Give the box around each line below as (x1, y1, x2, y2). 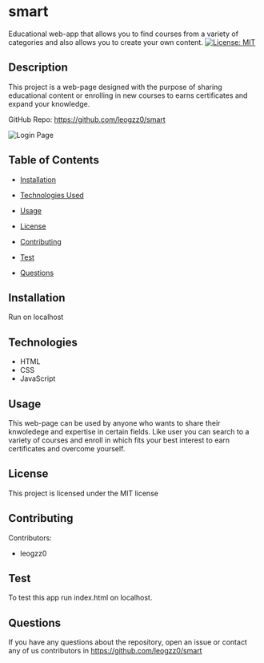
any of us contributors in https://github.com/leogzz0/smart (8, 646, 202, 656)
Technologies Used (19, 190, 84, 200)
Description (8, 61, 68, 75)
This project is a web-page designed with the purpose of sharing (8, 82, 222, 91)
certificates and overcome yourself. (8, 444, 126, 453)
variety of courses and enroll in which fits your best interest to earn (8, 435, 230, 445)
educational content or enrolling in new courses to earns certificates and (8, 91, 248, 100)
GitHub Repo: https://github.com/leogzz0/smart (8, 115, 166, 124)
